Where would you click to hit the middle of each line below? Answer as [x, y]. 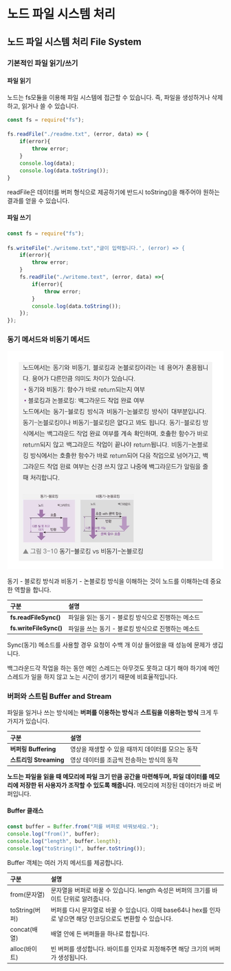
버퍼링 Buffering [33, 749]
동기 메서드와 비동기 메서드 [49, 340]
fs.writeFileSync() [36, 628]
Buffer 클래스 [25, 811]
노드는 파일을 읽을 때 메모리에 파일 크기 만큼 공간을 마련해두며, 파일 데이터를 [107, 776]
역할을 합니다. [33, 589]
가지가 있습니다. [29, 721]
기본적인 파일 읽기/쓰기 [43, 63]
